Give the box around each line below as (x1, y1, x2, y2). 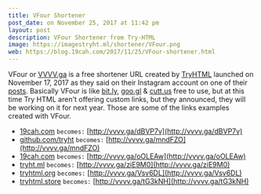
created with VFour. (8, 112, 72, 120)
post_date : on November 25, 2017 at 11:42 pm (8, 19, 159, 27)
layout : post (8, 26, 51, 34)
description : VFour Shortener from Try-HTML (8, 33, 156, 42)
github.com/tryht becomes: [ (19, 135, 109, 144)
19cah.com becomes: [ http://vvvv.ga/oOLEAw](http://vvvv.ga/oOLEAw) (19, 152, 246, 161)
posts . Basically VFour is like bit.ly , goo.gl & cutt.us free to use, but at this (8, 86, 245, 95)
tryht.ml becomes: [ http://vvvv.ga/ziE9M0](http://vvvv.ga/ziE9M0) (19, 160, 230, 169)
